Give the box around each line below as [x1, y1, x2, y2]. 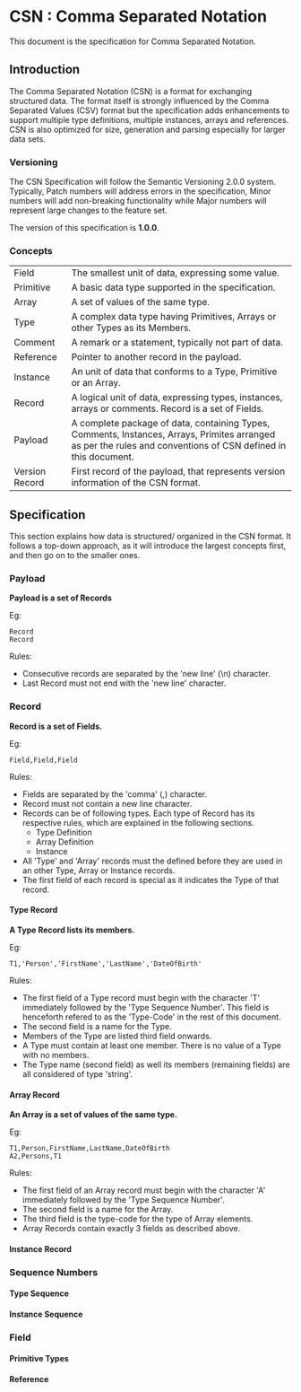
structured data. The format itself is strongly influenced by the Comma [9, 95, 270, 106]
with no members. [21, 1049, 90, 1060]
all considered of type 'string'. [21, 1068, 133, 1079]
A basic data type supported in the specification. [71, 281, 276, 293]
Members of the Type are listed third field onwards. [21, 1030, 212, 1041]
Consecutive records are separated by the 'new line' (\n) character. [21, 669, 271, 679]
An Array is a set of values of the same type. [9, 1109, 177, 1120]
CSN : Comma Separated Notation [9, 6, 267, 27]
